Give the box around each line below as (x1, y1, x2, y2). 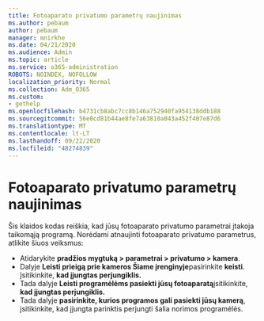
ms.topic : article (8, 56, 69, 64)
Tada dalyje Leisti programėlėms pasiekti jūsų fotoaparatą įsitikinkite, (19, 279, 248, 289)
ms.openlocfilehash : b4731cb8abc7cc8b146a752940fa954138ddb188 (8, 108, 221, 116)
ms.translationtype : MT (8, 122, 87, 130)
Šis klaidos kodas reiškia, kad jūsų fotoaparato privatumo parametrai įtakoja (8, 221, 255, 231)
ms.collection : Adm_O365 (8, 85, 90, 94)
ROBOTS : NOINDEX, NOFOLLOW (8, 71, 97, 78)
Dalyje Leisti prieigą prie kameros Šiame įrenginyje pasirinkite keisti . (19, 262, 245, 272)
